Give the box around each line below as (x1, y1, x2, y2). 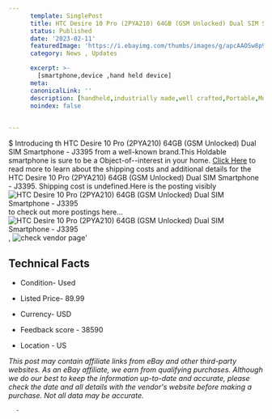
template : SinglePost (29, 11, 104, 20)
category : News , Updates (29, 49, 117, 57)
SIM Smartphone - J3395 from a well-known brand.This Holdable (8, 147, 227, 157)
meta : (29, 78, 49, 87)
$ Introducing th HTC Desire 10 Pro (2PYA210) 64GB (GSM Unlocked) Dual (8, 138, 257, 148)
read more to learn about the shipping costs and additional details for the (8, 164, 252, 174)
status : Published (29, 27, 92, 35)
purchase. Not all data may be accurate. (8, 390, 144, 400)
